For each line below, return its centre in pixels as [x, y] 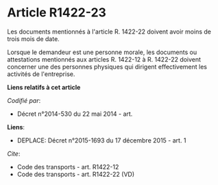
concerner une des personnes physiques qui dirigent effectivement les [107, 66]
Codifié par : [24, 100]
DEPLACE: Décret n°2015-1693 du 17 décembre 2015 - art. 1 [101, 140]
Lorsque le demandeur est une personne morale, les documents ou [102, 52]
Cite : [14, 153]
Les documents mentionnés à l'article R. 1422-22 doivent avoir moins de [109, 32]
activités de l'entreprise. [41, 74]
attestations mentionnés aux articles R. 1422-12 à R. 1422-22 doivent [104, 59]
